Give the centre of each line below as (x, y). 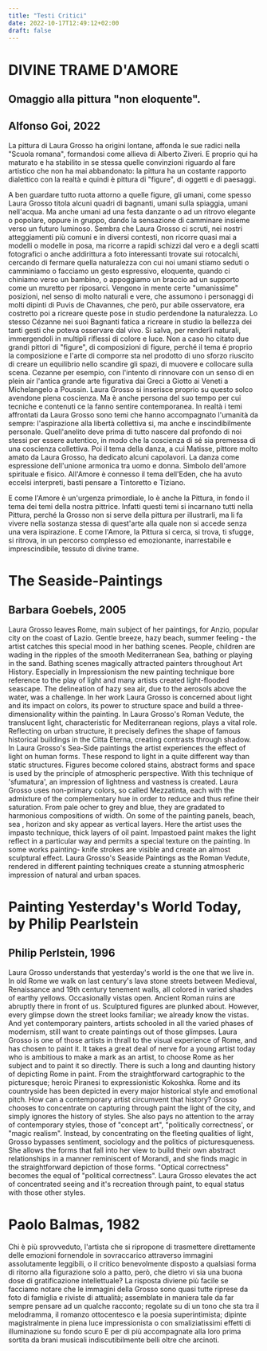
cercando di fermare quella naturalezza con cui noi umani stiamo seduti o (129, 262)
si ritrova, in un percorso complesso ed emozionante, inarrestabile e (120, 540)
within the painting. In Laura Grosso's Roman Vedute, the (151, 714)
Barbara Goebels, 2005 (67, 610)
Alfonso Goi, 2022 (55, 126)
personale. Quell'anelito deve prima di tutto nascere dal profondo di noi (125, 432)
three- (233, 705)
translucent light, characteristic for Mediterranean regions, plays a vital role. (133, 722)
